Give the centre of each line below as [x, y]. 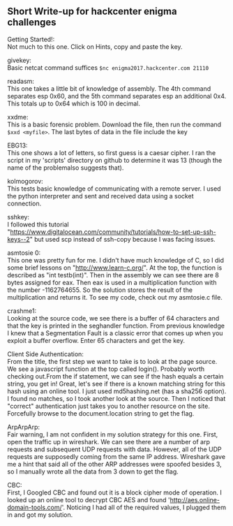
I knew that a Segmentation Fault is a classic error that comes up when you [115, 333]
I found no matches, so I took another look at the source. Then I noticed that [116, 398]
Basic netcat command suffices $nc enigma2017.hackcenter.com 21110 [108, 67]
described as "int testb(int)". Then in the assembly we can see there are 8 [113, 275]
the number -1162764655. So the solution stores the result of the [100, 290]
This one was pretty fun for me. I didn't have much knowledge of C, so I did [116, 260]
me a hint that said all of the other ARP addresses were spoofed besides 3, [114, 464]
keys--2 [18, 239]
